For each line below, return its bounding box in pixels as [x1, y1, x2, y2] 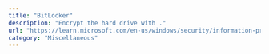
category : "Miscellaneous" [8, 33, 98, 42]
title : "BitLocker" [8, 11, 74, 20]
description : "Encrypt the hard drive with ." [8, 19, 167, 27]
